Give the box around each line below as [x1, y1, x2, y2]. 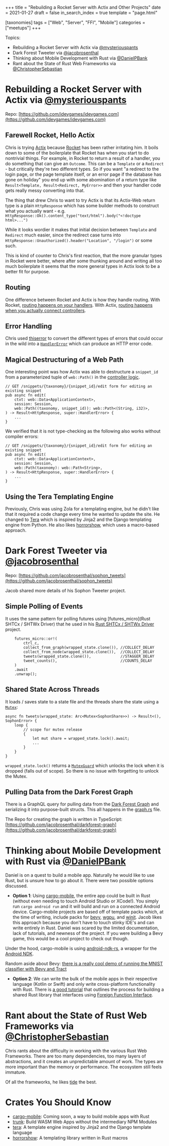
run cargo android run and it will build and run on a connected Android [12, 903, 160, 910]
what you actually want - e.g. [5, 208, 66, 214]
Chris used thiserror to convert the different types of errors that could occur [5, 336, 163, 342]
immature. [5, 1069, 26, 1075]
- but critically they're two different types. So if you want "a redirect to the [5, 166, 159, 172]
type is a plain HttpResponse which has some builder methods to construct [5, 202, 159, 209]
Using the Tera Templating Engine [5, 492, 114, 501]
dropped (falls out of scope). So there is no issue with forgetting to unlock [5, 768, 159, 774]
